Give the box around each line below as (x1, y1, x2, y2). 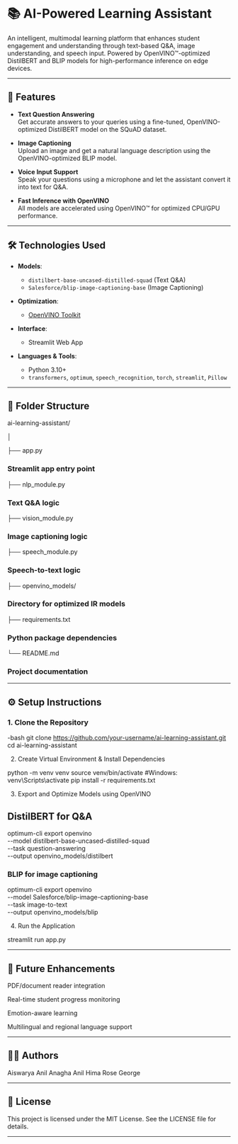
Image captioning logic (7, 531, 88, 541)
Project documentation (7, 667, 89, 676)
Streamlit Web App (28, 338, 84, 346)
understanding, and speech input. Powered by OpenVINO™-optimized (7, 49, 210, 57)
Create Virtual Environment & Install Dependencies (17, 755, 165, 764)
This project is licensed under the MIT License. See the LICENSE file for (7, 1114, 217, 1123)
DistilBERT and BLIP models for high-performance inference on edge (7, 56, 209, 64)
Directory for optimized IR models (7, 599, 126, 609)
